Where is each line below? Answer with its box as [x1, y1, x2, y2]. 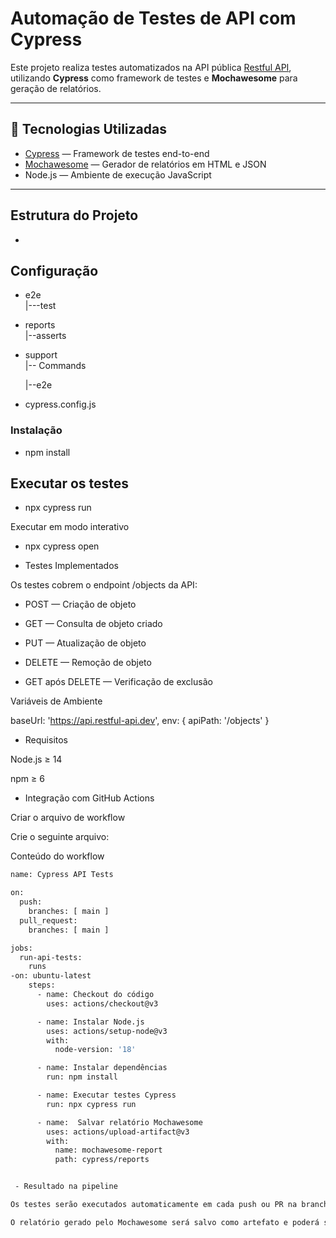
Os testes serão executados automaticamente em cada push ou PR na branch [10, 1200, 329, 1210]
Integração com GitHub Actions [24, 792, 155, 804]
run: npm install [46, 1072, 118, 1082]
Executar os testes [10, 475, 130, 492]
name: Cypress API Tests [10, 870, 114, 880]
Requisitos [24, 734, 69, 746]
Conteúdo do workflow [10, 850, 105, 862]
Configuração [10, 262, 99, 279]
